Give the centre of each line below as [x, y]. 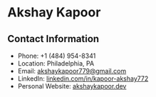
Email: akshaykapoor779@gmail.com [72, 71]
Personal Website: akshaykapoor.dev [72, 86]
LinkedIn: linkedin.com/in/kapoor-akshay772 [83, 78]
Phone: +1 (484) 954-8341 [57, 56]
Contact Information [53, 39]
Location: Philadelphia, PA [56, 63]
